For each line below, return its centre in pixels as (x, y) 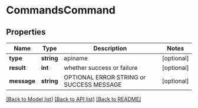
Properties (26, 32)
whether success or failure (101, 68)
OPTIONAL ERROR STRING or (105, 77)
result (18, 68)
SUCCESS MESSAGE (93, 85)
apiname (76, 58)
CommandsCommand (61, 10)
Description (110, 48)
